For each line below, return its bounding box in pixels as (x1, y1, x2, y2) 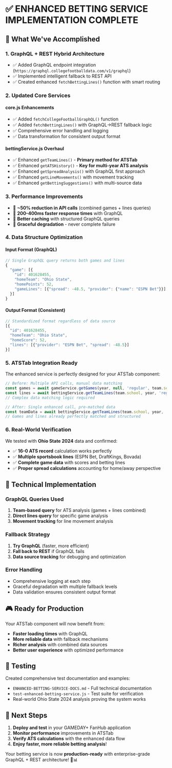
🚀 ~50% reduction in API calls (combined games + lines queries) (12, 205, 151, 211)
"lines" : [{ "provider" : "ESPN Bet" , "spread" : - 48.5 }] (10, 342, 130, 348)
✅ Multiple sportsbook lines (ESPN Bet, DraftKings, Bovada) (12, 454, 142, 460)
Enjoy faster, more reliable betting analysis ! (12, 741, 107, 747)
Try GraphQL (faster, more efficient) (12, 542, 90, 549)
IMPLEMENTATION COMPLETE (5, 14, 139, 26)
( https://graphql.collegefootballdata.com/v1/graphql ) (12, 67, 131, 73)
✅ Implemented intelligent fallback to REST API (12, 73, 112, 79)
